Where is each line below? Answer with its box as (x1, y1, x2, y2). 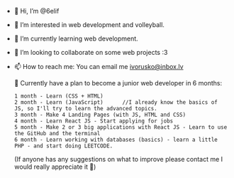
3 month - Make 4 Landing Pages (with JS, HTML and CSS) (13, 111, 186, 118)
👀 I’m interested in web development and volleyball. (13, 21, 165, 28)
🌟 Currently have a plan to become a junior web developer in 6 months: (13, 79, 222, 87)
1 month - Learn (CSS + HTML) (13, 93, 104, 100)
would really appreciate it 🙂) (13, 162, 96, 171)
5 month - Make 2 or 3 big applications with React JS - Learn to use (13, 124, 228, 131)
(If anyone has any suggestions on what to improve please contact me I (13, 155, 223, 163)
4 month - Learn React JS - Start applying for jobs (13, 117, 174, 125)
